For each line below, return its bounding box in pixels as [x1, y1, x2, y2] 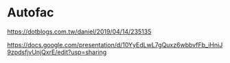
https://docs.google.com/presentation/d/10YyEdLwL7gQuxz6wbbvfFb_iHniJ [7, 40, 223, 49]
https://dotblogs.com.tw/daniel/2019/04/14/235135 [7, 27, 152, 36]
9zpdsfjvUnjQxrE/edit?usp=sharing [7, 48, 107, 56]
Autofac [7, 5, 54, 21]
